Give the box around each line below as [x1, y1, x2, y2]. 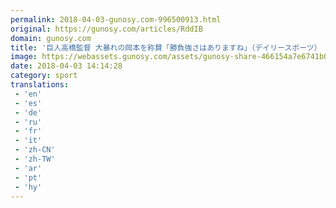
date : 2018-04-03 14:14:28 [10, 61, 123, 71]
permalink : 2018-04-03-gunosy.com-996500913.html [10, 14, 222, 25]
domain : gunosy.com [10, 33, 92, 43]
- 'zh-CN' [14, 145, 56, 155]
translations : [10, 80, 70, 90]
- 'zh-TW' [14, 154, 56, 164]
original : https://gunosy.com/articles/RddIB [10, 24, 203, 34]
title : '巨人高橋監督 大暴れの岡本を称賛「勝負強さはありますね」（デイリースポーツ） [10, 42, 322, 53]
